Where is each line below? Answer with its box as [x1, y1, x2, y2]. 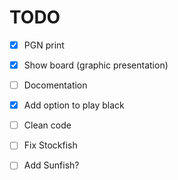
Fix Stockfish [23, 139, 78, 151]
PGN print [23, 39, 65, 51]
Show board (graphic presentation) [23, 59, 169, 71]
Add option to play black [23, 99, 125, 111]
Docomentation [23, 79, 88, 91]
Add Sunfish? [23, 159, 80, 171]
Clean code [23, 119, 72, 131]
